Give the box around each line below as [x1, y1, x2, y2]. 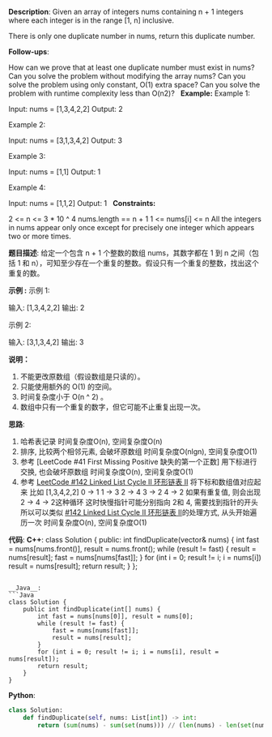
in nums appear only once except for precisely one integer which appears [8, 223, 255, 232]
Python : [8, 691, 36, 700]
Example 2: [8, 120, 46, 129]
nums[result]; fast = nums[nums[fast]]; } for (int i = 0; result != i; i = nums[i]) [8, 553, 261, 562]
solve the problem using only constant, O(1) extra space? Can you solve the [8, 80, 261, 89]
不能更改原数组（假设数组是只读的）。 [19, 372, 145, 381]
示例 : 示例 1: [8, 285, 50, 295]
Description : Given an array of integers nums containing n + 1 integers [8, 7, 244, 16]
